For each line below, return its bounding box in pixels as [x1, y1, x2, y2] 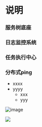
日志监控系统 [5, 39, 37, 46]
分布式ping [5, 69, 32, 76]
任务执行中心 [5, 54, 37, 61]
